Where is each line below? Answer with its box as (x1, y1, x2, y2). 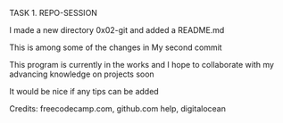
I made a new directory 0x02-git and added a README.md (9, 25, 225, 35)
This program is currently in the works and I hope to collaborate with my (9, 60, 275, 70)
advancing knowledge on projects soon (9, 69, 154, 79)
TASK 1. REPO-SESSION (9, 8, 98, 18)
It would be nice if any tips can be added (9, 86, 159, 96)
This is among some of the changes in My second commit (9, 42, 222, 53)
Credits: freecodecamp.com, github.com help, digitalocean (9, 103, 226, 114)
